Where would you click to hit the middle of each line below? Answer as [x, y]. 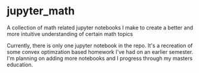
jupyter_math [41, 11]
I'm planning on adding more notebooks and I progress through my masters [100, 58]
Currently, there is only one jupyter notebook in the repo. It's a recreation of [100, 45]
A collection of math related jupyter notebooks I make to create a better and [100, 28]
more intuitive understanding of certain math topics [70, 34]
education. [20, 65]
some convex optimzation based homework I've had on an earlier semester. [100, 51]
